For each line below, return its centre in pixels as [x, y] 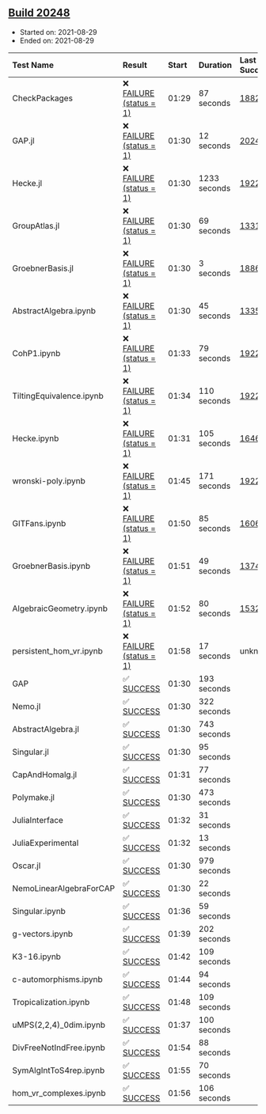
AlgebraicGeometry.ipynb [60, 608]
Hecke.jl [27, 183]
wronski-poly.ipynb [49, 480]
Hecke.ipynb [36, 438]
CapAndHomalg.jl [45, 775]
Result [135, 65]
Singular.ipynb [39, 911]
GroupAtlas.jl [36, 225]
